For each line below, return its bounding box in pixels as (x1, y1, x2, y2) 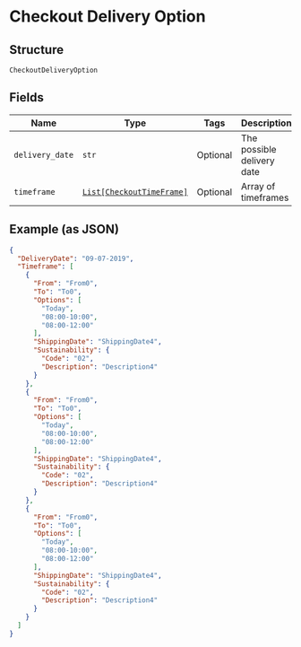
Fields (9, 90, 45, 105)
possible (240, 143, 277, 155)
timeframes (240, 191, 289, 204)
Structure (9, 42, 64, 57)
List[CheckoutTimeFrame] (82, 187, 188, 197)
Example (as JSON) (9, 222, 119, 237)
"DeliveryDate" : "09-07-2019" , (17, 254, 134, 263)
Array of (240, 179, 276, 192)
